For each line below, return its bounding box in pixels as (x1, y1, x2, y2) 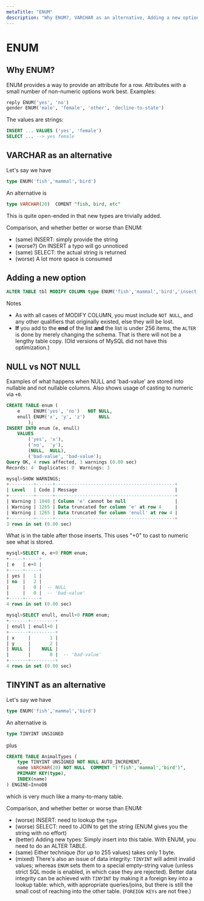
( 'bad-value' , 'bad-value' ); (28, 453, 102, 460)
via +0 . (6, 391, 22, 398)
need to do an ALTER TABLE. (15, 842, 87, 849)
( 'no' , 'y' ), (28, 442, 64, 448)
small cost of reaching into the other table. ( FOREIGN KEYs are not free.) (15, 887, 191, 895)
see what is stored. (6, 538, 54, 545)
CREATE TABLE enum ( (6, 402, 59, 408)
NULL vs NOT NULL (6, 362, 81, 372)
